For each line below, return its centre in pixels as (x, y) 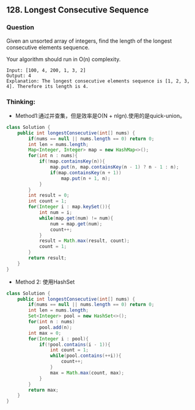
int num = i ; (55, 213)
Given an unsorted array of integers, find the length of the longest (89, 41)
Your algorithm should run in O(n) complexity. (64, 59)
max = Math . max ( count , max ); (87, 373)
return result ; (48, 258)
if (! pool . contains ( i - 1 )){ (75, 345)
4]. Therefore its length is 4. (47, 86)
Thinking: (21, 101)
